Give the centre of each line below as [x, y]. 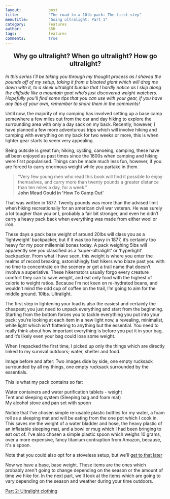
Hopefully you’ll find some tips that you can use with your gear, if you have [84, 98]
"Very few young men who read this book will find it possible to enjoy [90, 176]
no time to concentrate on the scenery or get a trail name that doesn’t [78, 267]
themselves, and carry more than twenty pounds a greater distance [88, 182]
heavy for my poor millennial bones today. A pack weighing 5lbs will [76, 245]
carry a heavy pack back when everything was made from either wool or [81, 219]
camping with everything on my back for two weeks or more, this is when [82, 135]
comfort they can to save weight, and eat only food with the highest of [79, 277]
